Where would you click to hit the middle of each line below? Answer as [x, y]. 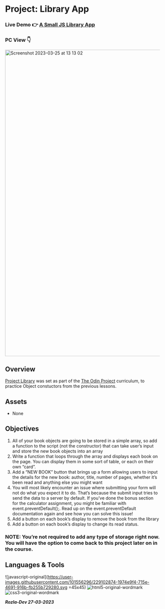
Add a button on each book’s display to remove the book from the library [86, 519]
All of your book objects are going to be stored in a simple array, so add [84, 441]
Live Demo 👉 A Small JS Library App [50, 25]
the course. [19, 549]
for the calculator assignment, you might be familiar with [69, 503]
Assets [16, 402]
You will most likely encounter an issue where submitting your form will [84, 487]
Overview [20, 369]
